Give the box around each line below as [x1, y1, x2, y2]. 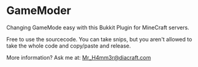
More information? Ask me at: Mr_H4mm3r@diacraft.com [6, 54, 151, 61]
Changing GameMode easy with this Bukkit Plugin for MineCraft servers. [6, 24, 189, 31]
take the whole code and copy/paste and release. [6, 42, 131, 49]
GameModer [6, 4, 72, 18]
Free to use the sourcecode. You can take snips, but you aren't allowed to [6, 35, 192, 43]
